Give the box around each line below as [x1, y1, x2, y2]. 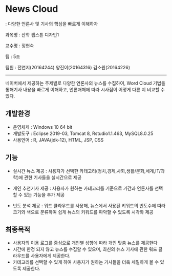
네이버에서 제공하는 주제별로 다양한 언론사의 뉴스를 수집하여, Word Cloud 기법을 [5, 80, 165, 86]
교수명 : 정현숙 [5, 42, 34, 49]
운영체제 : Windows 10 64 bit [12, 124, 73, 130]
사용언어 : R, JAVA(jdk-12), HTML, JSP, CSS [12, 136, 104, 143]
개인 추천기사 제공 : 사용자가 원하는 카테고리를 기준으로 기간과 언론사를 [12, 185, 154, 191]
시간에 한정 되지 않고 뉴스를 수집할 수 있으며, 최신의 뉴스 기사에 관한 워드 [12, 246, 158, 252]
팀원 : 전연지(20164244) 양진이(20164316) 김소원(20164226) [5, 64, 131, 70]
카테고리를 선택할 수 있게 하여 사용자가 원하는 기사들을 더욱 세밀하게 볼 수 [12, 259, 159, 265]
